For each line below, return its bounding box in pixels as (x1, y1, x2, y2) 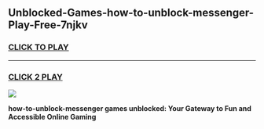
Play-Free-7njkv (8, 19, 88, 32)
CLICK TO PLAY (8, 42, 69, 53)
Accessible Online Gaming (8, 112, 97, 121)
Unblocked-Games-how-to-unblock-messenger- (8, 6, 254, 20)
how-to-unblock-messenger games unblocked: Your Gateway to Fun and (8, 103, 251, 113)
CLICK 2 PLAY (8, 71, 63, 82)
